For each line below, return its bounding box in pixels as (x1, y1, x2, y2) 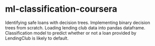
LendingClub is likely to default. (5, 35, 69, 41)
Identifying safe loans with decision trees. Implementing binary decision (5, 20, 151, 25)
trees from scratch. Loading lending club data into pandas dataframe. (5, 24, 146, 30)
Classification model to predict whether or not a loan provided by (5, 30, 136, 36)
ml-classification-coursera (5, 3, 118, 15)
